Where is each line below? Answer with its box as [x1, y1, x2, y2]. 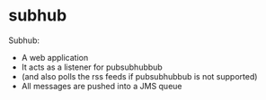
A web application [21, 52, 89, 62]
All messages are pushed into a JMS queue [21, 80, 182, 91]
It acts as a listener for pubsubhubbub [21, 62, 163, 72]
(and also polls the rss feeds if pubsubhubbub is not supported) [21, 71, 258, 81]
